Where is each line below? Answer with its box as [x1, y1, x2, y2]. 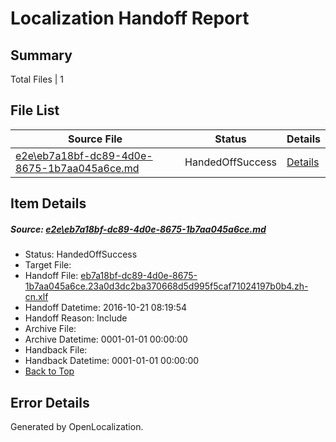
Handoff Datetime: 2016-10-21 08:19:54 [24, 302, 188, 314]
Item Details [10, 195, 87, 212]
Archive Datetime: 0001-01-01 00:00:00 [24, 333, 188, 346]
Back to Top [24, 365, 75, 377]
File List [10, 102, 60, 119]
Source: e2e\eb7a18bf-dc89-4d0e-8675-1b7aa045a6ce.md [10, 223, 267, 235]
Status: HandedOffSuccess [24, 248, 138, 261]
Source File [67, 132, 123, 146]
